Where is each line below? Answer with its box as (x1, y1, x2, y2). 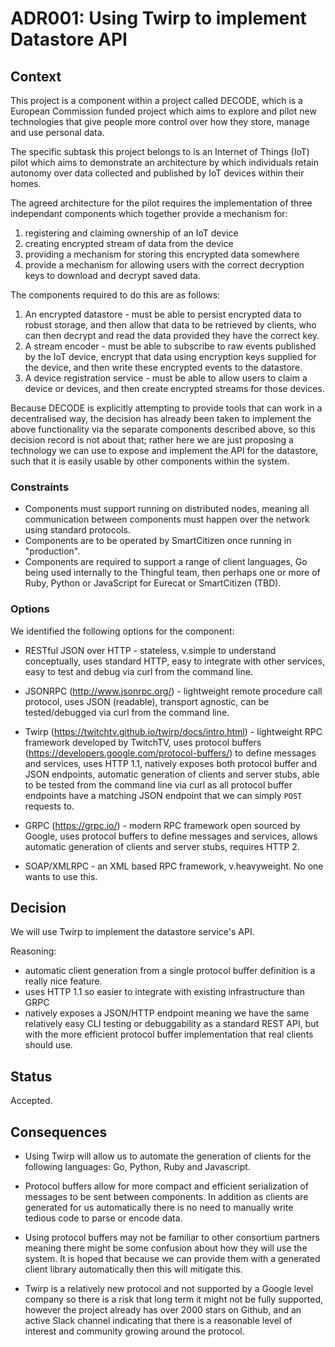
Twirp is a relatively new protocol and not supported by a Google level (24, 1283, 314, 1295)
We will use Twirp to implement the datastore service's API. (10, 926, 255, 938)
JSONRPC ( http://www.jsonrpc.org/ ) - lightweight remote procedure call (24, 685, 323, 697)
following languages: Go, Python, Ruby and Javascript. (24, 1161, 251, 1173)
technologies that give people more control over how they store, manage (10, 116, 310, 127)
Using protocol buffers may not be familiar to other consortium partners (24, 1232, 320, 1244)
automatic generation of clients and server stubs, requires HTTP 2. (24, 840, 300, 852)
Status (10, 1068, 53, 1085)
